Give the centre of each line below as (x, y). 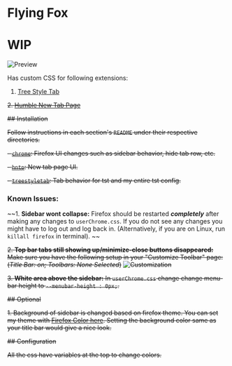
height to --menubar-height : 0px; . (69, 286)
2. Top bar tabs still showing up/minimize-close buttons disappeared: (110, 250)
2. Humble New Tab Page (44, 105)
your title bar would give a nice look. (59, 328)
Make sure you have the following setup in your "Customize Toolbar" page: (115, 257)
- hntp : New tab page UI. (43, 167)
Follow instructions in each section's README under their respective (102, 133)
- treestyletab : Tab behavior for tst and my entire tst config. (94, 181)
